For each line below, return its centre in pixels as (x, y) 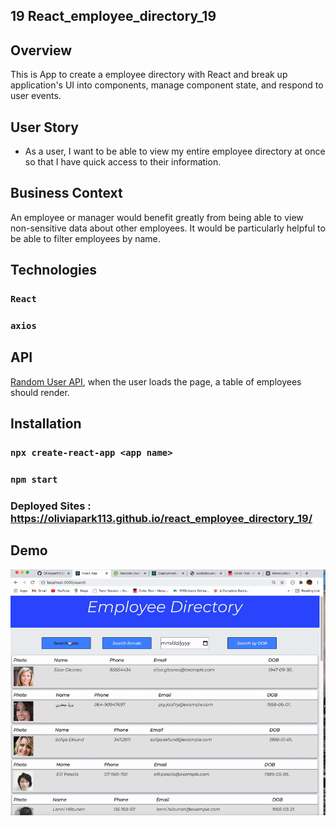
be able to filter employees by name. (85, 238)
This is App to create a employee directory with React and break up (149, 75)
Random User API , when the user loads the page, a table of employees (156, 381)
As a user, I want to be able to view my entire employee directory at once (175, 151)
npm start (34, 480)
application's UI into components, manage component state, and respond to (167, 85)
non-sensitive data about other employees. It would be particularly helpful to (168, 228)
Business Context (66, 193)
